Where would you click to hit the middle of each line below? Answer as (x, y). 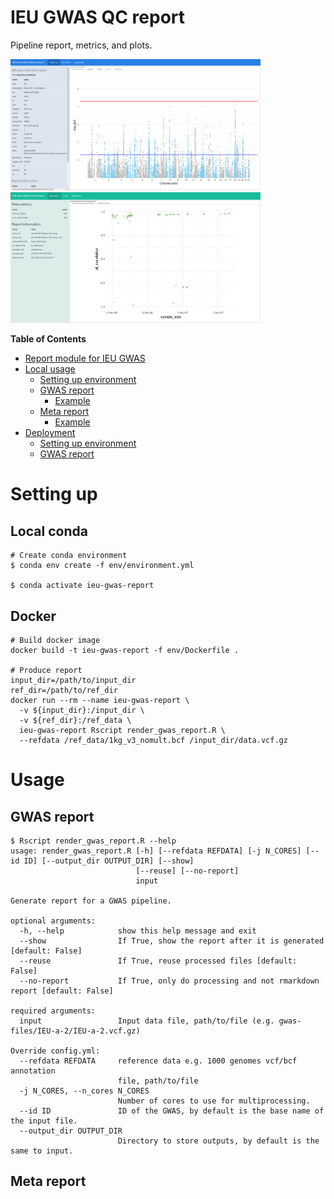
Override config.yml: (55, 1051)
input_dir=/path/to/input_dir (73, 681)
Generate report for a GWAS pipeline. (91, 901)
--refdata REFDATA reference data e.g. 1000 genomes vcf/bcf (158, 1061)
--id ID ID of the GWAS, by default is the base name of (172, 1111)
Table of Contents (48, 339)
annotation (33, 1071)
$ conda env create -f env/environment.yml (102, 566)
